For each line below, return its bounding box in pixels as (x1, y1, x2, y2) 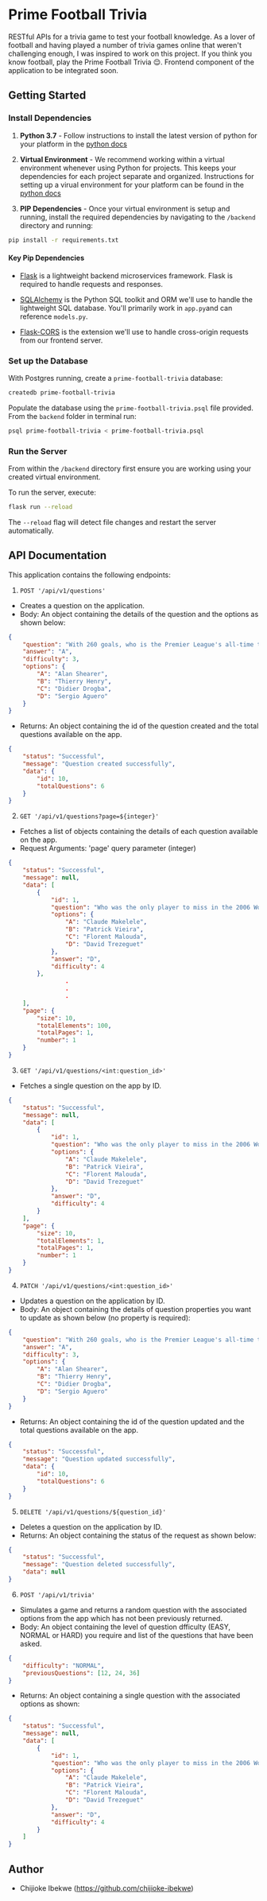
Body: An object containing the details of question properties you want (19, 1304, 252, 1313)
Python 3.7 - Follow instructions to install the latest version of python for (19, 130, 258, 140)
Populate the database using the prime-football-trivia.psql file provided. (8, 403, 254, 413)
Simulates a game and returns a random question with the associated (19, 1604, 247, 1615)
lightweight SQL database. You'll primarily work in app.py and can (19, 303, 233, 312)
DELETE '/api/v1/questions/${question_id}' (19, 1508, 167, 1516)
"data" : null (22, 1568, 66, 1576)
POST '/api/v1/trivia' (19, 1591, 95, 1599)
